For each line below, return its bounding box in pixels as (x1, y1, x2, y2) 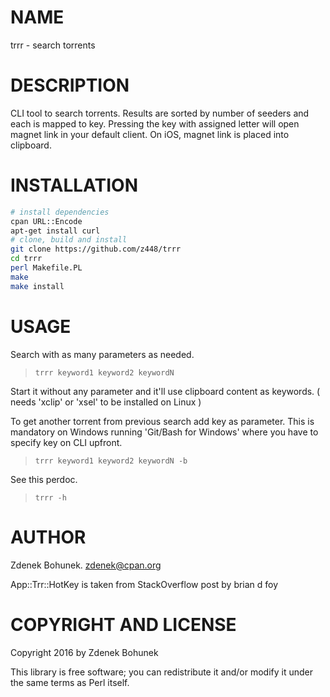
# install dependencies (10, 207, 110, 217)
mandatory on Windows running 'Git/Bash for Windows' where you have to (10, 426, 319, 438)
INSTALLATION (10, 174, 138, 197)
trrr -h (34, 492, 67, 503)
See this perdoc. (10, 473, 78, 485)
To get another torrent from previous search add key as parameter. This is (10, 415, 315, 427)
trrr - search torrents (10, 39, 96, 51)
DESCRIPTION (10, 74, 130, 97)
